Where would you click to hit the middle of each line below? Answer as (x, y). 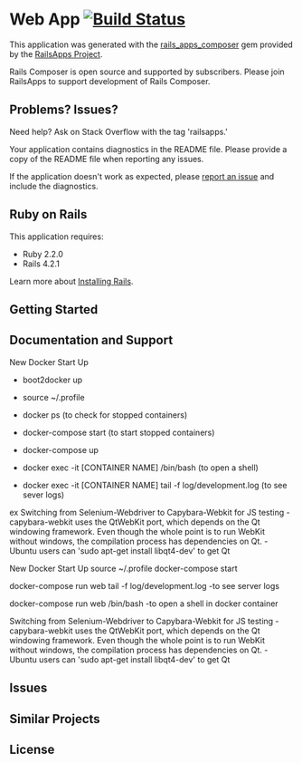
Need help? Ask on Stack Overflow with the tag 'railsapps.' (118, 131)
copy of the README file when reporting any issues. (107, 159)
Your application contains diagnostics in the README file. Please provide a (148, 149)
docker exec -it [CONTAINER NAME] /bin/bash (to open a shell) (141, 468)
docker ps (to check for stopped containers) (105, 415)
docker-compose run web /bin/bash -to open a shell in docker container (144, 604)
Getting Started (54, 309)
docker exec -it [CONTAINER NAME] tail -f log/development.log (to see (155, 485)
